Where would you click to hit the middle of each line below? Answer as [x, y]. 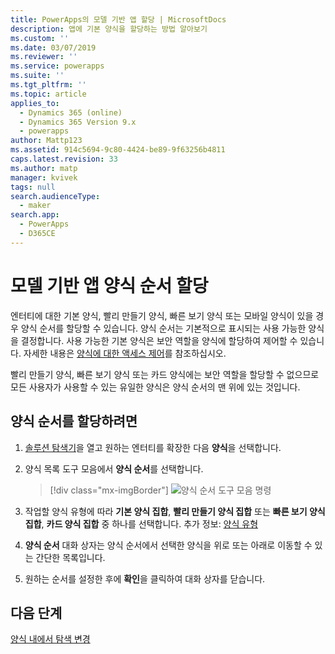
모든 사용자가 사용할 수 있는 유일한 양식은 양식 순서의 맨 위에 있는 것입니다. [155, 387]
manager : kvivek [44, 177]
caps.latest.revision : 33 [64, 159]
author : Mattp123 [46, 141]
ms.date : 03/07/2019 [53, 47]
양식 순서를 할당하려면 [74, 421]
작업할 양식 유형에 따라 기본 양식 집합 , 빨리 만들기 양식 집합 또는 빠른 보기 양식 [175, 511]
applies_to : [35, 103]
